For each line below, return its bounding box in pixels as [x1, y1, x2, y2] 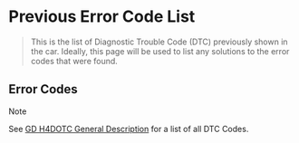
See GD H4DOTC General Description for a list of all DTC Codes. [8, 123, 249, 134]
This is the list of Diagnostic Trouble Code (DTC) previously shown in [30, 36, 288, 47]
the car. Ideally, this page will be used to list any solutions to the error [30, 45, 290, 56]
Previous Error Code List [8, 6, 196, 27]
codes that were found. [30, 55, 119, 66]
